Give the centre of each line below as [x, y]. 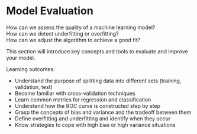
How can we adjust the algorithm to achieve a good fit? [73, 40]
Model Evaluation [50, 11]
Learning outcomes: [30, 69]
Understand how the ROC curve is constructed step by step [88, 106]
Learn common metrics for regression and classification [83, 100]
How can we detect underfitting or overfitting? [63, 33]
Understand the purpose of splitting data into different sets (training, [98, 81]
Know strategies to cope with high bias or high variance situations [95, 125]
